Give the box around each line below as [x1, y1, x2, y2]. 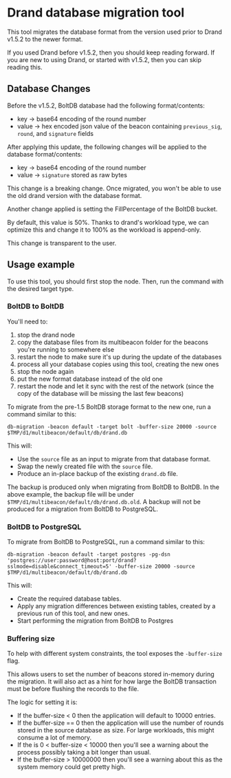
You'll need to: [7, 317, 48, 326]
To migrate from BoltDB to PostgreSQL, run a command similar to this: [7, 538, 205, 546]
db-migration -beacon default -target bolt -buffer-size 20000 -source [7, 423, 217, 430]
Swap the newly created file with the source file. [16, 462, 153, 470]
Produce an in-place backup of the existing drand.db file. [16, 469, 179, 477]
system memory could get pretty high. [16, 763, 126, 771]
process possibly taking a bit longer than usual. [16, 748, 151, 757]
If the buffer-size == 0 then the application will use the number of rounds [16, 719, 224, 727]
